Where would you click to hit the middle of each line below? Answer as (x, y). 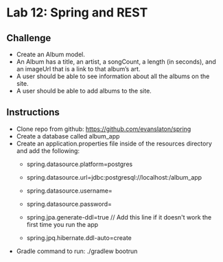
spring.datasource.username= (69, 191)
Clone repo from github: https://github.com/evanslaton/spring (104, 129)
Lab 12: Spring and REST (77, 13)
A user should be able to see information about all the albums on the (113, 76)
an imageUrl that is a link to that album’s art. (78, 69)
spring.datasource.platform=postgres (80, 164)
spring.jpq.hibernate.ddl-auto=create (79, 237)
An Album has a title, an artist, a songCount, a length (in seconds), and (116, 62)
